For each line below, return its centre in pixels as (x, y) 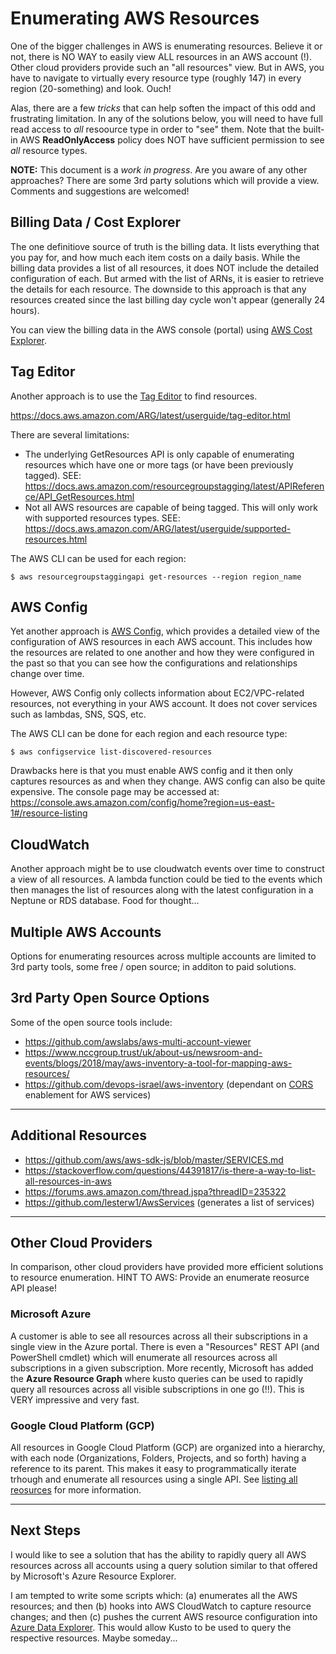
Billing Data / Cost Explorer (96, 222)
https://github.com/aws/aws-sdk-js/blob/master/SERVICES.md (154, 1159)
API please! (33, 1288)
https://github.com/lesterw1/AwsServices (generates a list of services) (169, 1202)
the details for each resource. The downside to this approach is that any (158, 289)
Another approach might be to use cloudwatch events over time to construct (167, 869)
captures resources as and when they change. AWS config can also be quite (168, 781)
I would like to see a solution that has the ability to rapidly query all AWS (158, 1554)
